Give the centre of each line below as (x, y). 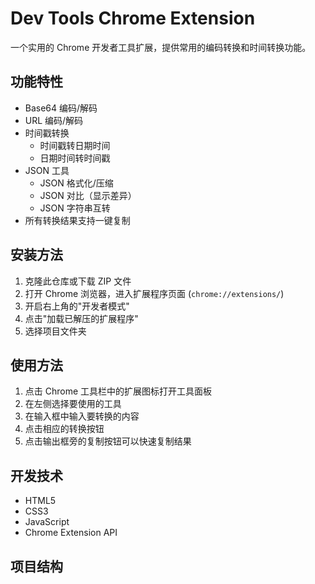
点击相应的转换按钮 (64, 429)
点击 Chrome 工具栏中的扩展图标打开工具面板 (118, 391)
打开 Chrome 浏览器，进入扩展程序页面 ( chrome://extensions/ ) (154, 293)
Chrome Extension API (71, 533)
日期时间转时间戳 (75, 158)
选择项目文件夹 (55, 331)
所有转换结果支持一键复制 (77, 220)
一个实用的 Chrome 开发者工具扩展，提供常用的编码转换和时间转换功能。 (161, 47)
